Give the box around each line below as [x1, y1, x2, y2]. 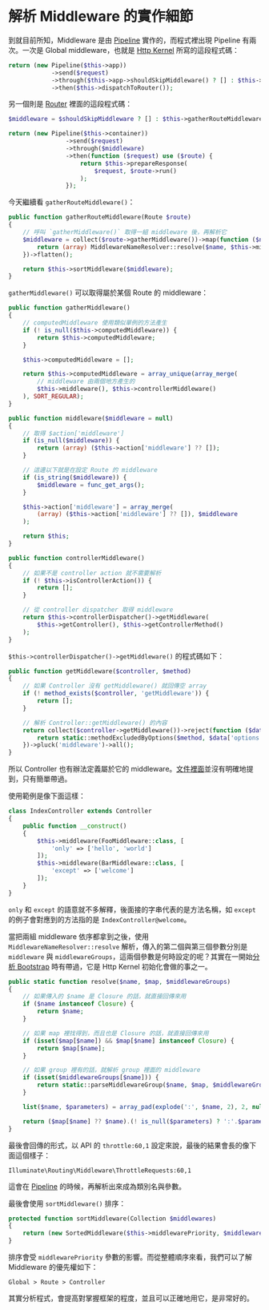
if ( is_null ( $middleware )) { [22, 437, 120, 445]
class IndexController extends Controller [8, 807, 152, 816]
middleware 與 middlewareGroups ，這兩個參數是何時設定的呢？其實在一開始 [8, 951, 254, 961]
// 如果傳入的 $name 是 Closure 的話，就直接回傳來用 [22, 993, 187, 1001]
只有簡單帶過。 [22, 774, 72, 784]
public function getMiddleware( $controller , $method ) [8, 667, 192, 675]
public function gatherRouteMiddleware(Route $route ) [8, 213, 192, 221]
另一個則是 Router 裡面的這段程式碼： [8, 99, 133, 109]
